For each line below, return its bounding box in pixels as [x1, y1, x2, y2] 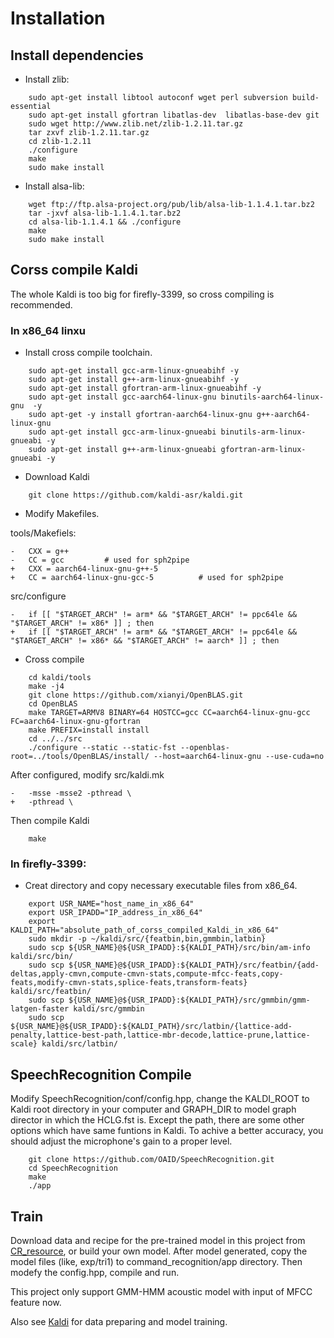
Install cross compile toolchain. [24, 347, 153, 359]
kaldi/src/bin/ [10, 952, 74, 962]
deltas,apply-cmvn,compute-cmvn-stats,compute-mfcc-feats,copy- [10, 969, 284, 979]
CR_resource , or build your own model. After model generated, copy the [10, 1245, 308, 1257]
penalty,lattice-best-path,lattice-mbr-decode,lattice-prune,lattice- [10, 1030, 311, 1041]
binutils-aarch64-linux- [220, 392, 325, 402]
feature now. [10, 1297, 62, 1309]
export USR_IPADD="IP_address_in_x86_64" [28, 908, 203, 918]
